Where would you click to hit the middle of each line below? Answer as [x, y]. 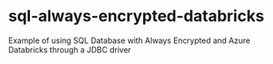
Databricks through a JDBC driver [70, 49]
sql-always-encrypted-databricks [136, 16]
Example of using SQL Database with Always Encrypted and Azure [129, 40]
